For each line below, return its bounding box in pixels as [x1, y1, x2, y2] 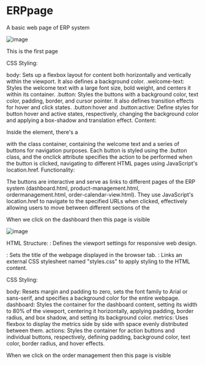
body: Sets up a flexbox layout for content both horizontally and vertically [6, 71, 192, 78]
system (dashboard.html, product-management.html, [6, 184, 140, 192]
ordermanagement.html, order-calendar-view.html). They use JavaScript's [6, 190, 194, 198]
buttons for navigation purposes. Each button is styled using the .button [6, 146, 187, 154]
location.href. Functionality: [6, 166, 75, 173]
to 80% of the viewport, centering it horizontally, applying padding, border [6, 307, 194, 314]
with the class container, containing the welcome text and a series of [6, 140, 180, 147]
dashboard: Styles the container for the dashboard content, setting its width [6, 300, 198, 308]
